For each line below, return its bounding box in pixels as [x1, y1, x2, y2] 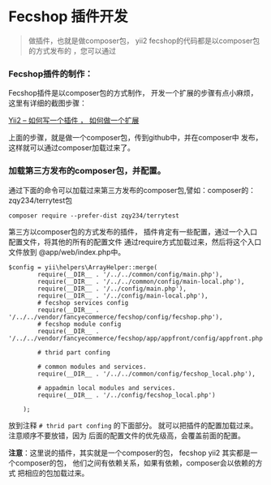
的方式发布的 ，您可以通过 [28, 45, 116, 55]
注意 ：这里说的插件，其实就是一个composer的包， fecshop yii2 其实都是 [8, 448, 252, 457]
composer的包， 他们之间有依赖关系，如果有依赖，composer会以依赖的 [15, 457, 256, 467]
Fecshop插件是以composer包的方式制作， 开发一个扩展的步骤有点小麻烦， [8, 88, 258, 98]
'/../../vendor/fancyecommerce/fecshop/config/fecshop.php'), [8, 313, 223, 321]
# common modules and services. [37, 363, 148, 371]
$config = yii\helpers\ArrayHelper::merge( [8, 263, 158, 272]
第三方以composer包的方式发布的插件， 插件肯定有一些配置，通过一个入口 [8, 226, 258, 236]
